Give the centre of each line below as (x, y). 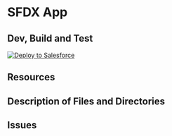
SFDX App (38, 12)
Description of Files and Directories (86, 101)
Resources (31, 77)
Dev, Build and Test (50, 38)
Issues (22, 125)
